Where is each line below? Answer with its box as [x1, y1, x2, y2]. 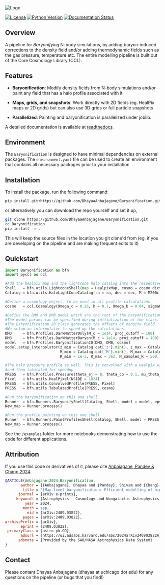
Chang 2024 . [5, 468, 32, 475]
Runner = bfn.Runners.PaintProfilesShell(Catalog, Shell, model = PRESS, [5, 417, 162, 422]
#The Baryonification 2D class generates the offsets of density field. [5, 322, 157, 327]
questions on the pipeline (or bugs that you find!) [5, 574, 104, 580]
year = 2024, [25, 501, 52, 506]
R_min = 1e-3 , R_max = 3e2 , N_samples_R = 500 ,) [59, 354, 162, 359]
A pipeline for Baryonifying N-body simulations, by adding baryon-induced [5, 41, 157, 47]
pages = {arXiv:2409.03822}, [23, 515, 82, 519]
